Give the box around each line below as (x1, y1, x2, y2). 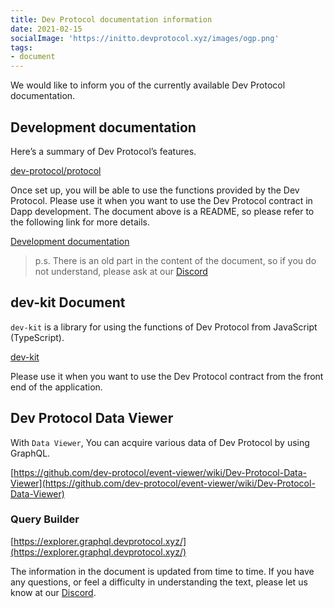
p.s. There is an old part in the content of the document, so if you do (34, 254, 317, 266)
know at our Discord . (10, 586, 97, 598)
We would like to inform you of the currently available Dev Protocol (10, 79, 286, 91)
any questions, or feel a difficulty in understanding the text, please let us (10, 576, 308, 588)
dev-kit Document (10, 294, 126, 311)
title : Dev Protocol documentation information (10, 14, 213, 25)
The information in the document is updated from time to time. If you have (10, 565, 315, 577)
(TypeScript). (10, 331, 65, 343)
